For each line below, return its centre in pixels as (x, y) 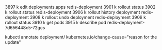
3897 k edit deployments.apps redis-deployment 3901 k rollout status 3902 (80, 7)
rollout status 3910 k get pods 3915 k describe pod (56, 22)
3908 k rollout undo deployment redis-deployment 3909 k (88, 17)
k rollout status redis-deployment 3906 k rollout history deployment (73, 12)
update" (13, 42)
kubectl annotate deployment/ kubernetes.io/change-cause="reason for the (81, 37)
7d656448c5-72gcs (25, 28)
